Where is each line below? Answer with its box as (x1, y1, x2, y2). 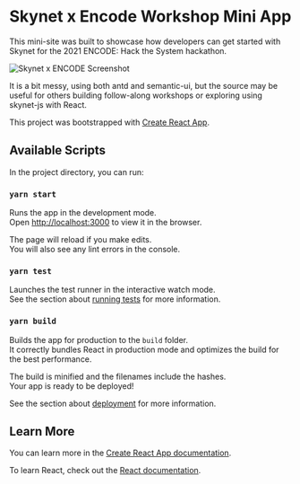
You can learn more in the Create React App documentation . (9, 447, 232, 459)
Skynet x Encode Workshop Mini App (9, 6, 292, 27)
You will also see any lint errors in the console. (9, 244, 181, 255)
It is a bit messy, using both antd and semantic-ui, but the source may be (9, 80, 279, 91)
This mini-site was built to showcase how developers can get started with (9, 36, 281, 47)
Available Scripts (9, 143, 106, 158)
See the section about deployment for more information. (9, 398, 217, 409)
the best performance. (9, 353, 92, 365)
